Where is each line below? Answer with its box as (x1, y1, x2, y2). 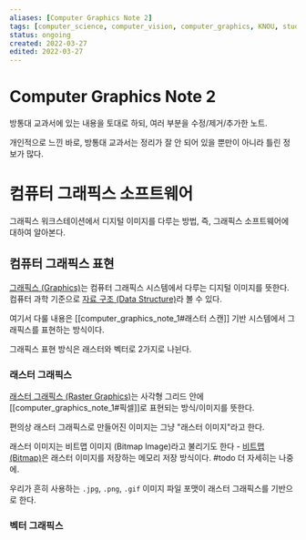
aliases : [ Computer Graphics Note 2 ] (9, 13, 153, 23)
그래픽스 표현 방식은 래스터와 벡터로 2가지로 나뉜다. (9, 343, 192, 354)
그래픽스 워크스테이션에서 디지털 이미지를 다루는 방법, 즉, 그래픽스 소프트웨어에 (9, 216, 290, 226)
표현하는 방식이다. (40, 324, 105, 335)
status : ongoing (9, 30, 71, 39)
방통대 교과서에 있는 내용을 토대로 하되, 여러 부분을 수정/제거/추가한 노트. (9, 117, 268, 128)
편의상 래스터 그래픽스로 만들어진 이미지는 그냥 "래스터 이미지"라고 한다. (9, 422, 265, 433)
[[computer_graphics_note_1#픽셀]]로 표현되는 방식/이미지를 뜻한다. (9, 402, 255, 413)
